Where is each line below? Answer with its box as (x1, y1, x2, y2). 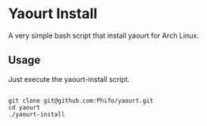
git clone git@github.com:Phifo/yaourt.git (8, 96, 154, 105)
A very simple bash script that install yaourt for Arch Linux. (8, 31, 199, 40)
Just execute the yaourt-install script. (8, 74, 130, 83)
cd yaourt (8, 103, 41, 111)
